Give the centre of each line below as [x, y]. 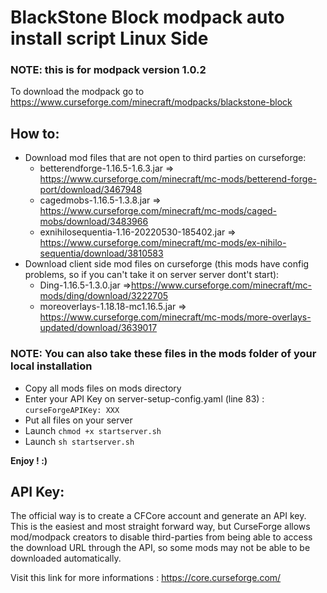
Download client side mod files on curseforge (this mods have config [167, 264]
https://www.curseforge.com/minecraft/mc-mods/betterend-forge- [178, 179]
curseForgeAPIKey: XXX [72, 410]
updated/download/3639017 [98, 328]
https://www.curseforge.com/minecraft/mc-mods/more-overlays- [175, 317]
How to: [35, 133]
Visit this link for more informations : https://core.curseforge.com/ [146, 578]
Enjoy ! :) [29, 460]
